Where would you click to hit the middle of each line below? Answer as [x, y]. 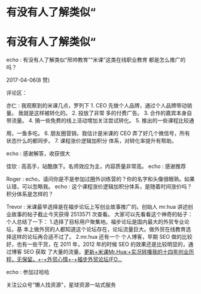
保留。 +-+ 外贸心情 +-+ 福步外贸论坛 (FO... [72, 259]
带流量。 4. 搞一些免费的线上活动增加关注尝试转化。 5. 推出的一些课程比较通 [100, 121]
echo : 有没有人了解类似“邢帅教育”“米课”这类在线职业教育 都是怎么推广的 [96, 60]
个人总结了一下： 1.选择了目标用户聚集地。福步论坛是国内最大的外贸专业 [95, 222]
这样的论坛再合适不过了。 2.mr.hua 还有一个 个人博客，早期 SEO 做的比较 [102, 237]
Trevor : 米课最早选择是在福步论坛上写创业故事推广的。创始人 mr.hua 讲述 [97, 207]
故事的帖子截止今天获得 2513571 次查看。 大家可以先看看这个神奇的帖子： [102, 214]
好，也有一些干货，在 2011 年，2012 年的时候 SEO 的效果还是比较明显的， [97, 244]
